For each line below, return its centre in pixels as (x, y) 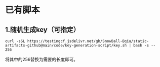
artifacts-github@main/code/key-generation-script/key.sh (66, 45)
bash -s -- (144, 45)
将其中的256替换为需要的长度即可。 (41, 59)
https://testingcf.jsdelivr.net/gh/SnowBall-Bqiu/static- (88, 41)
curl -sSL (15, 41)
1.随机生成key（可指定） (42, 30)
